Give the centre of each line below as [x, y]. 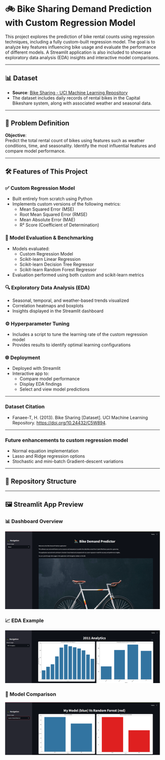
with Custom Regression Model [70, 23]
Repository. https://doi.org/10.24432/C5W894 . [59, 423]
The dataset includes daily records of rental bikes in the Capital [76, 98]
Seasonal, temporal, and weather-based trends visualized [70, 300]
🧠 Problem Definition [37, 123]
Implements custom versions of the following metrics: [67, 204]
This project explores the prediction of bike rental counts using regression [80, 36]
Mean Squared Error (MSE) [47, 209]
